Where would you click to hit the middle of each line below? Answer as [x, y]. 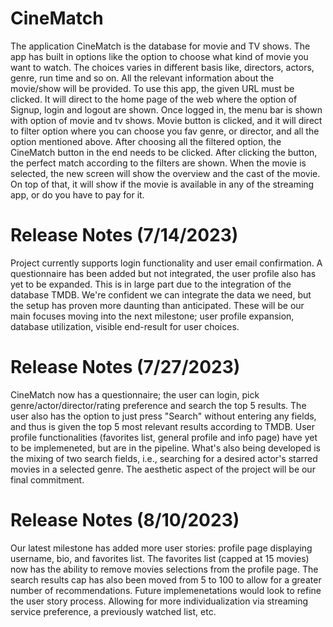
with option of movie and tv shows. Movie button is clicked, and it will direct [166, 120]
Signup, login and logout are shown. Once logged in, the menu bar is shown [166, 109]
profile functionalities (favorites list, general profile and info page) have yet [164, 437]
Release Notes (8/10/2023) [125, 520]
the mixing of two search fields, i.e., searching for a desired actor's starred [164, 458]
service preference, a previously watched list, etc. [113, 611]
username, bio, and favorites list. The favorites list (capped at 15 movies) [160, 558]
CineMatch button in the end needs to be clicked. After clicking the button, [164, 152]
